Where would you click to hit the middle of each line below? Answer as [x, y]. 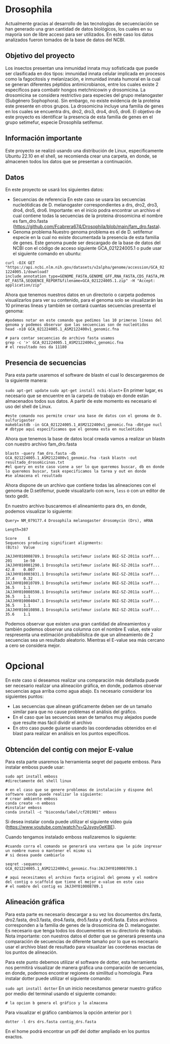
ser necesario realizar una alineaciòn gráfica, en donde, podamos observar [84, 686]
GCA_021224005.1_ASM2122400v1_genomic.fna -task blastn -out [71, 458]
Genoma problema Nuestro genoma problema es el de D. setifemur [83, 232]
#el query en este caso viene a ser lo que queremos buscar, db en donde [85, 467]
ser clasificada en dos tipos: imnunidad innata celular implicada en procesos [85, 73]
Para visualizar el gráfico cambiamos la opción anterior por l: [69, 1012]
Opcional [25, 666]
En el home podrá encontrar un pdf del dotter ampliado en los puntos [78, 1031]
